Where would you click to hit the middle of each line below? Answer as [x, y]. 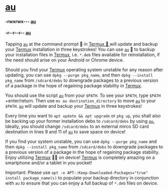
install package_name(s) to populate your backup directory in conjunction [82, 177]
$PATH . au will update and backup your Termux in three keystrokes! [73, 106]
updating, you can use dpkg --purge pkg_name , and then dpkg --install [79, 75]
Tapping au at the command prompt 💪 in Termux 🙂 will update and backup [81, 44]
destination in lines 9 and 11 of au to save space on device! [65, 131]
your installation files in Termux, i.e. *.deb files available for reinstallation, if [82, 55]
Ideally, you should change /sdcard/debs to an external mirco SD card [77, 126]
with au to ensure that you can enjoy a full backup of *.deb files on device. [82, 183]
